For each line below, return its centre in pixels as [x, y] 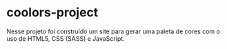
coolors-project [52, 13]
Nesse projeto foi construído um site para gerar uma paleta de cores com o [113, 31]
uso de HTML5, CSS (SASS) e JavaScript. [66, 38]
